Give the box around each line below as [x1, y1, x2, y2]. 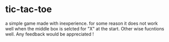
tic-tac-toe [5, 4, 52, 15]
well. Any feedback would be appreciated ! [5, 31, 94, 37]
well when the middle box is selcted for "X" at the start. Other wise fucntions [5, 25, 164, 31]
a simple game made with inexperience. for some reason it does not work [5, 20, 158, 26]
